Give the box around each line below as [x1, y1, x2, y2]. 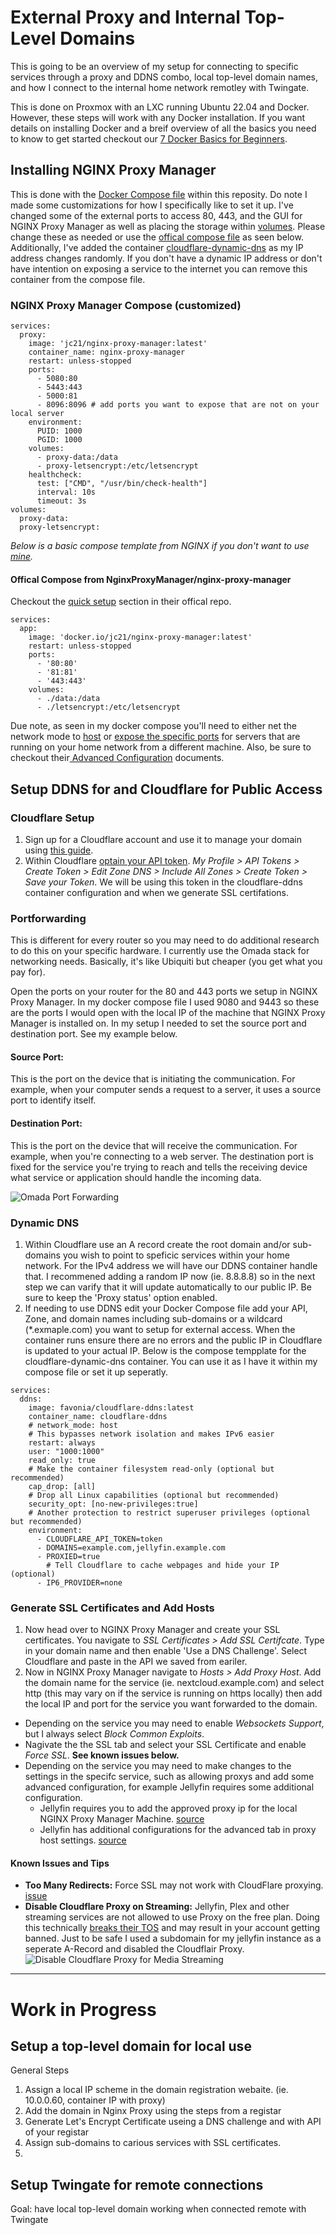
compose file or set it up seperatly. [24, 1366, 169, 1378]
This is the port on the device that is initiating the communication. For [10, 1073, 296, 1085]
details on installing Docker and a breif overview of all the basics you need [10, 122, 317, 134]
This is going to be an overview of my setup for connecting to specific [10, 60, 299, 72]
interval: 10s [36, 487, 97, 498]
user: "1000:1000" [28, 1446, 105, 1456]
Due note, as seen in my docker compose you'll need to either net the [10, 720, 297, 732]
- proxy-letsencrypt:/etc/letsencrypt [36, 461, 199, 471]
